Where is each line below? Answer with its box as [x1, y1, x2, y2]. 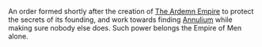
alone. [8, 31, 29, 41]
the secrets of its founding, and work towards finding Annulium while [8, 15, 233, 24]
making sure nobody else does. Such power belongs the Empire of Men [8, 23, 242, 32]
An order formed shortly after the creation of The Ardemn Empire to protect [8, 7, 254, 16]
